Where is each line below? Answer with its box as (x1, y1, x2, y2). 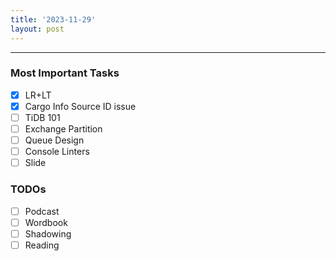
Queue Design (24, 134, 85, 146)
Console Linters (24, 146, 90, 158)
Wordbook (24, 216, 68, 228)
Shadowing (24, 227, 72, 240)
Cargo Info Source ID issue (24, 100, 137, 112)
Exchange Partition (24, 122, 103, 135)
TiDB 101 (24, 111, 61, 123)
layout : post (10, 24, 65, 34)
